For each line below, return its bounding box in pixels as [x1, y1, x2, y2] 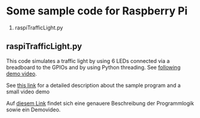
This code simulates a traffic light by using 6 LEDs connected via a [6, 57, 170, 64]
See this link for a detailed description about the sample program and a [6, 81, 181, 89]
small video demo [6, 88, 50, 95]
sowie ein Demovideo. [6, 106, 61, 113]
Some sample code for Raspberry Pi [6, 4, 188, 18]
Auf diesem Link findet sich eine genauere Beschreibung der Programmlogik [6, 99, 194, 107]
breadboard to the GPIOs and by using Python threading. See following [6, 63, 181, 71]
